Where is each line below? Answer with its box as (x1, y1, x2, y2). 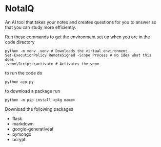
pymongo (12, 131, 32, 137)
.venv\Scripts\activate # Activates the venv (5, 61, 99, 66)
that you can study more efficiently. (5, 24, 77, 30)
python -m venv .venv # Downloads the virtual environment (5, 49, 128, 53)
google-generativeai (12, 126, 54, 132)
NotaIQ (5, 3, 34, 14)
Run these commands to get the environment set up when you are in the (5, 34, 150, 40)
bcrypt (12, 136, 26, 142)
